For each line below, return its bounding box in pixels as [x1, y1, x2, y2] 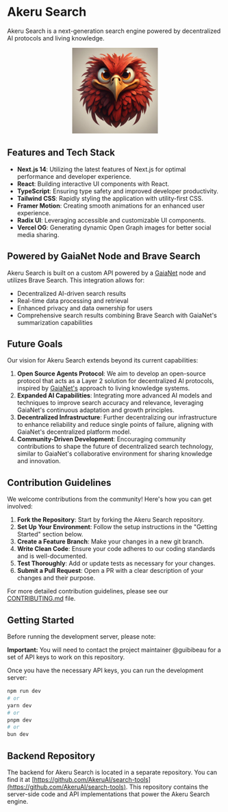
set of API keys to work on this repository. [7, 653, 125, 661]
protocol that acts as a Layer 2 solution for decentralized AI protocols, [16, 377, 214, 385]
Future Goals [7, 338, 63, 349]
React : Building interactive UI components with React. [16, 180, 170, 188]
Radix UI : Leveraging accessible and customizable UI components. [16, 216, 206, 224]
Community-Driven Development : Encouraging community [16, 435, 186, 443]
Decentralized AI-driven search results [16, 289, 127, 297]
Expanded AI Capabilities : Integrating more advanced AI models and [16, 391, 212, 399]
